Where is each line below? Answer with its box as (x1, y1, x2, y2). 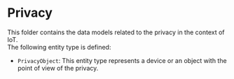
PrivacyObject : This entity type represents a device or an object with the (17, 56, 227, 64)
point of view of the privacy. (17, 64, 99, 72)
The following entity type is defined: (7, 43, 111, 51)
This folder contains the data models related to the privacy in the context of (7, 28, 226, 36)
